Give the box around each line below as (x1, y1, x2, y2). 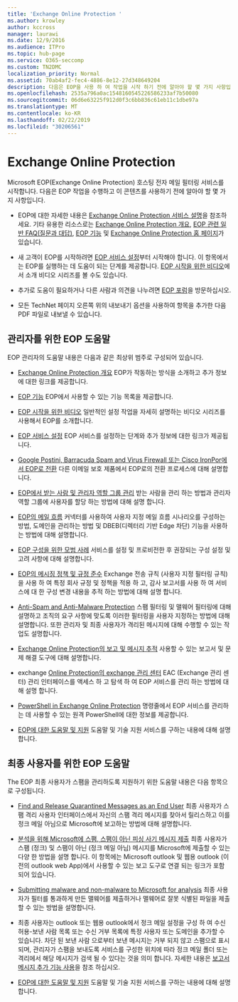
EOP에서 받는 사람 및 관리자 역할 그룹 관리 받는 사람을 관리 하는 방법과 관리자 (17, 489, 231, 497)
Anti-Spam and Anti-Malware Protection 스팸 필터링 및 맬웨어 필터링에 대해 (17, 603, 232, 611)
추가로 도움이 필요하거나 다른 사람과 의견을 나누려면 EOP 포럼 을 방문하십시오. (17, 286, 232, 294)
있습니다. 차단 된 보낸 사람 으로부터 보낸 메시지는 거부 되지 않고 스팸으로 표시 (17, 936, 230, 945)
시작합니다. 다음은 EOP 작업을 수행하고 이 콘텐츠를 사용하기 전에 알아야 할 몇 (7, 187, 219, 196)
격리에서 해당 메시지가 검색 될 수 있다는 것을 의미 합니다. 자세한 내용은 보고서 (17, 954, 230, 963)
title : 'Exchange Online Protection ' (7, 10, 122, 18)
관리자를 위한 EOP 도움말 (7, 333, 111, 345)
